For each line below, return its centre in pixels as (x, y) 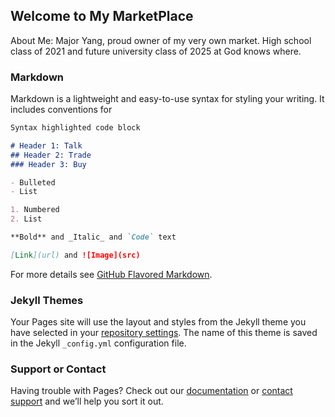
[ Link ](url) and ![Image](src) (75, 255)
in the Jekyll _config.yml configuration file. (98, 343)
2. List (26, 219)
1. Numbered (35, 210)
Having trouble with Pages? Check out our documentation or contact (151, 391)
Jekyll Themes (47, 300)
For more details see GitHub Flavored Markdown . (111, 274)
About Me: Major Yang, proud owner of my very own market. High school (161, 40)
